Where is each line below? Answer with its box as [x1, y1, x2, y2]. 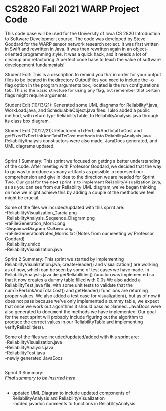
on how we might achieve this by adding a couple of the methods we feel [5, 189, 155, 195]
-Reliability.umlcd [5, 241, 41, 247]
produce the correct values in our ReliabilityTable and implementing [5, 319, 143, 325]
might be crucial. [5, 194, 40, 201]
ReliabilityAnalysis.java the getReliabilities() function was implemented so [5, 272, 155, 277]
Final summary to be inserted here [5, 375, 76, 381]
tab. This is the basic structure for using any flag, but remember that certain [5, 87, 160, 93]
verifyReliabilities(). [5, 324, 45, 330]
